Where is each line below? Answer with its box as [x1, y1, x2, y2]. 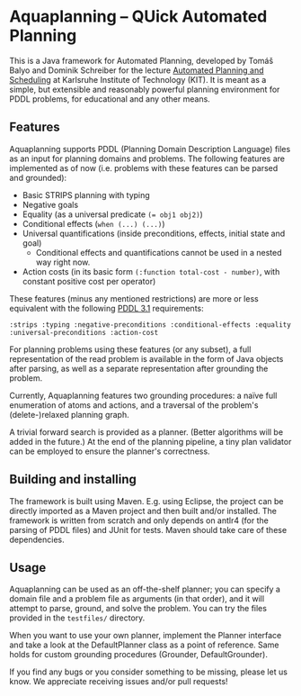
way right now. [35, 257, 91, 267]
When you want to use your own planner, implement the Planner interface [9, 630, 282, 641]
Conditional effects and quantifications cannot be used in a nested [35, 247, 282, 258]
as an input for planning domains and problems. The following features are [9, 153, 286, 164]
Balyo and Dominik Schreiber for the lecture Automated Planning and [9, 65, 264, 76]
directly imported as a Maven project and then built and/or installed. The [9, 505, 277, 516]
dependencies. [9, 534, 65, 545]
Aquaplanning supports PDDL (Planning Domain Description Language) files [9, 143, 291, 154]
